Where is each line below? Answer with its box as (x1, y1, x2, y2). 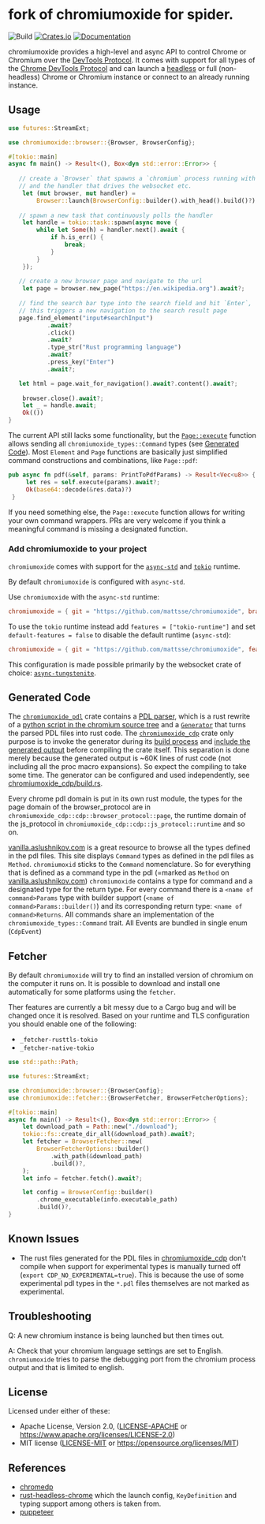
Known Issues (8, 1232, 80, 1246)
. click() (47, 329, 77, 337)
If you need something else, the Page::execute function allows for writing (8, 507, 245, 517)
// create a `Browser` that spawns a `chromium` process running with (18, 175, 256, 183)
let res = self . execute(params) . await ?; (25, 478, 160, 486)
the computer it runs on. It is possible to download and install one (8, 979, 221, 988)
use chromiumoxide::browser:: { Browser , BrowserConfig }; (8, 138, 196, 147)
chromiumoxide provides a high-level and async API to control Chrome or (8, 47, 247, 56)
